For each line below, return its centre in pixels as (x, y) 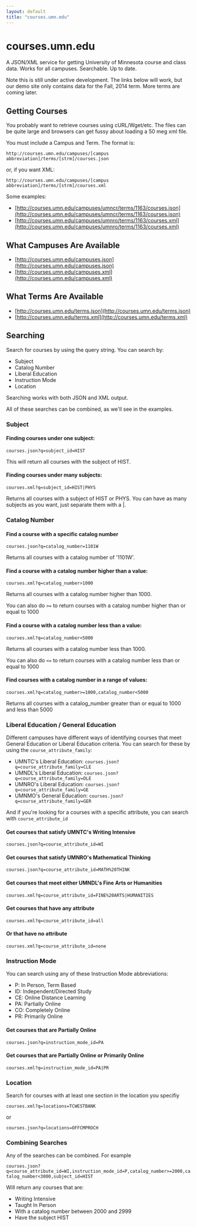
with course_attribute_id (37, 819)
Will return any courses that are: (45, 1188)
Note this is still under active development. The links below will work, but (94, 80)
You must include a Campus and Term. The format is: (71, 143)
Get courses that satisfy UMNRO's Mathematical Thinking (79, 857)
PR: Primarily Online (39, 1016)
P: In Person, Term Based (45, 985)
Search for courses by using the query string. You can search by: (85, 350)
